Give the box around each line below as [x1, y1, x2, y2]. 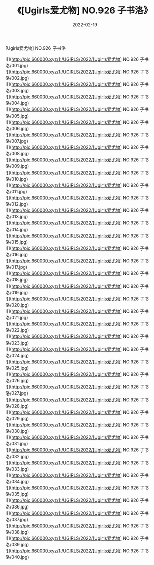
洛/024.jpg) [5, 352, 29, 358]
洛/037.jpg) [5, 516, 29, 522]
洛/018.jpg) [5, 276, 28, 282]
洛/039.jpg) [5, 541, 29, 547]
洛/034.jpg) [5, 478, 29, 484]
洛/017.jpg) [5, 264, 28, 270]
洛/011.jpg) [5, 188, 27, 194]
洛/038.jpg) [5, 529, 29, 535]
